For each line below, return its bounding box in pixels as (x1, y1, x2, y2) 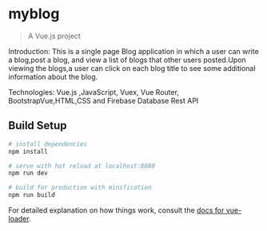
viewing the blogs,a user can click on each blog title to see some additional (8, 63, 256, 72)
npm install (8, 147, 48, 155)
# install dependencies (8, 140, 88, 148)
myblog (8, 5, 60, 23)
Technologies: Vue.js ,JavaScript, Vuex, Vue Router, (8, 87, 180, 96)
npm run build (8, 191, 56, 199)
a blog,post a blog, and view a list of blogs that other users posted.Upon (8, 55, 246, 65)
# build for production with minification (8, 184, 152, 192)
